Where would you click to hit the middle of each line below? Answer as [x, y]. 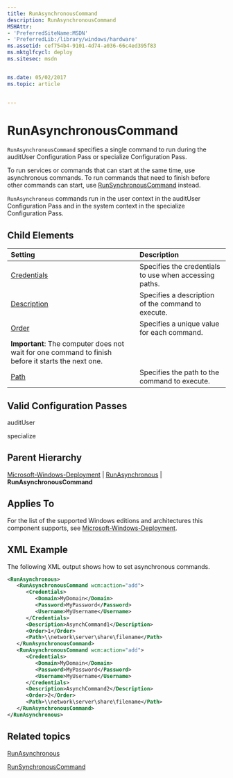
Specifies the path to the [180, 372]
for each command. [171, 333]
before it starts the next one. [57, 361]
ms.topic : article [34, 84]
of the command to [171, 304]
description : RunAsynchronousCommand [62, 20]
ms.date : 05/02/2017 [37, 77]
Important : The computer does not [68, 344]
